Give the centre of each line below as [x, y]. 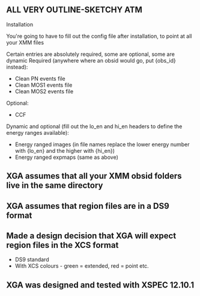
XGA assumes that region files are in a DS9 [88, 206]
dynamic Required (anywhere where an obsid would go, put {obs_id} [91, 60]
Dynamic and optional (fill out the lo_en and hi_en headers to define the [94, 126]
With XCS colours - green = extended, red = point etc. [82, 266]
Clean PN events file [40, 78]
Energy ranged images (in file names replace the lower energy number [102, 144]
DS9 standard [32, 260]
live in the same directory [55, 186]
